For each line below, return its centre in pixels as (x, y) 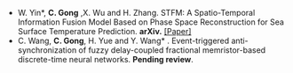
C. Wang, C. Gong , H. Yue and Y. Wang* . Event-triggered (123, 40)
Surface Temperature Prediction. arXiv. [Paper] (104, 31)
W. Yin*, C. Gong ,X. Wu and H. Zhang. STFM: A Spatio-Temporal (136, 13)
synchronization (47, 50)
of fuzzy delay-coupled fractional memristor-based (172, 50)
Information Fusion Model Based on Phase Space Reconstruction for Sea (150, 22)
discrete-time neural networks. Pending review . (105, 59)
